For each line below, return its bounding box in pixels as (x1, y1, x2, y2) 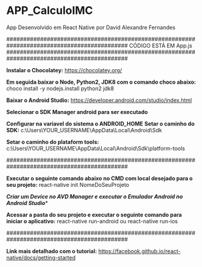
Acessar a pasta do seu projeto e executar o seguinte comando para (6, 211, 183, 218)
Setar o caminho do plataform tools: (6, 138, 99, 146)
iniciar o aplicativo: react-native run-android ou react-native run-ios (6, 217, 178, 225)
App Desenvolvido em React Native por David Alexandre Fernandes (6, 24, 176, 31)
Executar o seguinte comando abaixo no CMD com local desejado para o (6, 174, 193, 182)
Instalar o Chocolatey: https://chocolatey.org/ (6, 66, 122, 73)
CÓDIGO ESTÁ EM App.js (129, 42, 193, 49)
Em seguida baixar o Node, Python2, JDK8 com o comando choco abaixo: (6, 78, 197, 86)
